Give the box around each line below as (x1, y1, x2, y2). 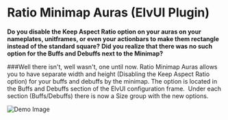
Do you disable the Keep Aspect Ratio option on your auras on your (7, 27, 202, 36)
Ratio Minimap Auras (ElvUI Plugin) (7, 5, 210, 21)
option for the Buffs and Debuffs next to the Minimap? (7, 49, 164, 58)
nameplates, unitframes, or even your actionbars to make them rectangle (7, 34, 219, 43)
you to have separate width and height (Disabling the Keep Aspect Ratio (7, 70, 210, 78)
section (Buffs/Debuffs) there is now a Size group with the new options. (7, 91, 209, 100)
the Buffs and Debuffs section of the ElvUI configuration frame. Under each (7, 84, 221, 93)
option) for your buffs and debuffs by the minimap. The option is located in (7, 77, 218, 85)
